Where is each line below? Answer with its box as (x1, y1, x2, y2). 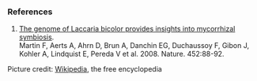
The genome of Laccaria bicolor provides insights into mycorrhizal (18, 24, 236, 34)
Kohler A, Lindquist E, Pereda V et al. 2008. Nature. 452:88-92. (18, 50, 225, 59)
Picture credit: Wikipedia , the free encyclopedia (7, 64, 163, 74)
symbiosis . (18, 32, 55, 42)
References (7, 6, 53, 17)
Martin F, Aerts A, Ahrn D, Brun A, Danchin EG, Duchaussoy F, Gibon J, (18, 41, 250, 50)
